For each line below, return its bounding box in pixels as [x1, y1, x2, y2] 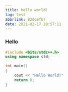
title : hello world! [5, 7, 48, 13]
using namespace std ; [5, 54, 50, 60]
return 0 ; [14, 77, 35, 82]
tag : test [5, 12, 26, 17]
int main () [5, 64, 28, 69]
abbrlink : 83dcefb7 [5, 17, 46, 22]
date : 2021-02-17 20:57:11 [5, 21, 61, 27]
